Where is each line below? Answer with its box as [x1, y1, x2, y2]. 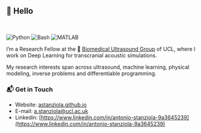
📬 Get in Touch [6, 85, 53, 93]
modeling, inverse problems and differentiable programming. [6, 70, 156, 77]
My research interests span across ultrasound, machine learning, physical [6, 63, 190, 70]
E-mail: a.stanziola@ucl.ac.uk [14, 108, 88, 115]
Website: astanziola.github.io [14, 101, 87, 108]
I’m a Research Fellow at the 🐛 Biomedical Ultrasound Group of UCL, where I [6, 45, 196, 52]
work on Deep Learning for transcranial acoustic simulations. [6, 52, 158, 59]
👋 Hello [6, 6, 34, 16]
